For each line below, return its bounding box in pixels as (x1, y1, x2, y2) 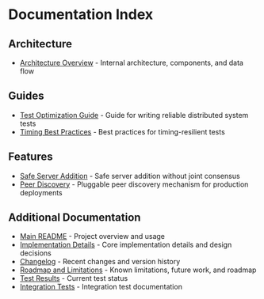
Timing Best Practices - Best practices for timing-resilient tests (19, 127, 226, 136)
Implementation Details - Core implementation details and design (19, 240, 232, 250)
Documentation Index (8, 6, 153, 24)
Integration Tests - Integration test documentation (19, 282, 182, 292)
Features (8, 150, 53, 164)
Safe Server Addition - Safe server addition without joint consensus (19, 171, 240, 180)
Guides (8, 89, 45, 103)
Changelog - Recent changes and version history (19, 257, 181, 267)
